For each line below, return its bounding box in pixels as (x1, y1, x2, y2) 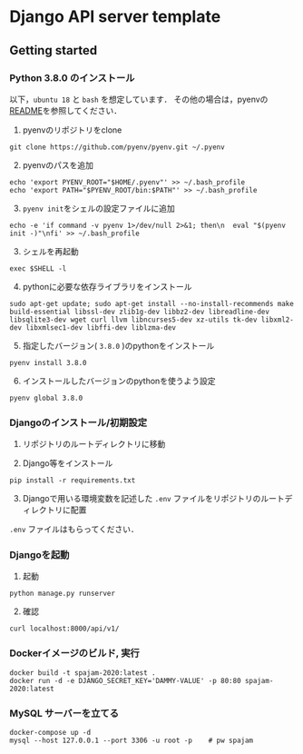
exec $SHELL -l (9, 263, 67, 273)
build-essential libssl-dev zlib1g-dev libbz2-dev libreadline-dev (9, 307, 270, 316)
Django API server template (9, 6, 221, 27)
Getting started (9, 43, 98, 58)
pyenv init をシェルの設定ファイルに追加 (22, 203, 175, 213)
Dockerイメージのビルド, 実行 (9, 647, 141, 660)
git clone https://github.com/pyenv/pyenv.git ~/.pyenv (9, 143, 225, 152)
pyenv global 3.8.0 (9, 393, 83, 402)
